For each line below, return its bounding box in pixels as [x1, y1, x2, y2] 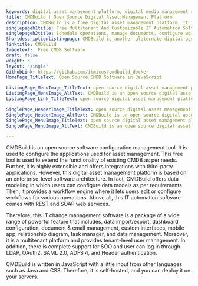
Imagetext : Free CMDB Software [6, 47, 85, 53]
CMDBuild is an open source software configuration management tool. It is [6, 144, 187, 151]
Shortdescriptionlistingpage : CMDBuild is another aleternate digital [6, 36, 183, 42]
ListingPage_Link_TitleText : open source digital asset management [6, 96, 176, 102]
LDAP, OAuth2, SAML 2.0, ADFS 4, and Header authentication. [6, 250, 157, 257]
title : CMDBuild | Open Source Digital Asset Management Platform [6, 14, 173, 20]
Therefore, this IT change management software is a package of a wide [6, 212, 180, 219]
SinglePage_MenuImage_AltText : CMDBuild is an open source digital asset [6, 123, 192, 129]
